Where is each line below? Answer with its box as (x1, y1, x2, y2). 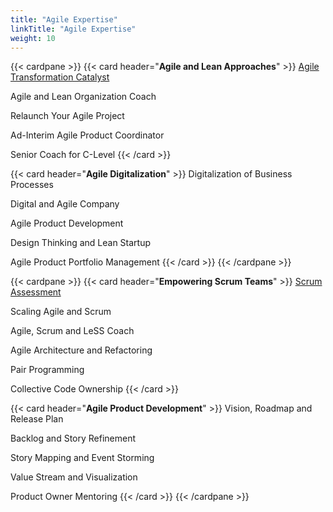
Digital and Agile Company (10, 198, 120, 210)
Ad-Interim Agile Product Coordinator (10, 129, 165, 141)
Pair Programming (10, 364, 85, 376)
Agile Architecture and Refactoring (10, 344, 153, 356)
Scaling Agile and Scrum (10, 306, 112, 318)
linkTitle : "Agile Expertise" (10, 24, 137, 34)
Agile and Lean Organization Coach (10, 91, 157, 103)
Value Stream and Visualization (10, 471, 138, 483)
